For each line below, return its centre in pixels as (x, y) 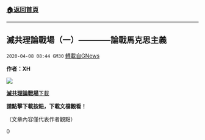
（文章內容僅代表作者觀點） (41, 119)
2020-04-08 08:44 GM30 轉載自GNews (53, 56)
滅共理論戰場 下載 (28, 94)
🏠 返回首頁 (23, 9)
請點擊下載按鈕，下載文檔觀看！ (46, 106)
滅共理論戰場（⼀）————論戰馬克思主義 (86, 40)
